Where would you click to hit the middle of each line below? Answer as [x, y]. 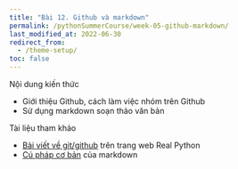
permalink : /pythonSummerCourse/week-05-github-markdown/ [119, 26]
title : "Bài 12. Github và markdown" [79, 17]
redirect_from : [37, 42]
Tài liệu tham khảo [43, 128]
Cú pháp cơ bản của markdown [80, 155]
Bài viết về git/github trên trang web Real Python [111, 145]
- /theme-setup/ [47, 51]
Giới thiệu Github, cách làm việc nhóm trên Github [114, 101]
